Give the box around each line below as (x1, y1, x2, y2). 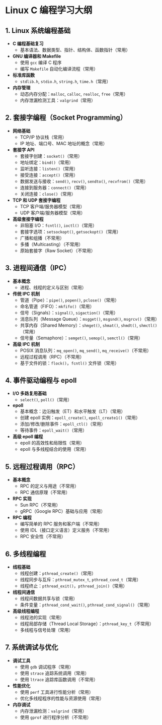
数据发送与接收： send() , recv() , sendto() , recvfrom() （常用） (20, 178, 148, 184)
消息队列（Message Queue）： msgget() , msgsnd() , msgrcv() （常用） (20, 316, 160, 322)
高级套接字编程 (12, 216, 44, 222)
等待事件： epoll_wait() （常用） (20, 427, 87, 434)
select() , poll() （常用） (20, 397, 72, 403)
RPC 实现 (12, 496, 32, 502)
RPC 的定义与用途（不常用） (20, 483, 79, 489)
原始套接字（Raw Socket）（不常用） (20, 248, 96, 254)
